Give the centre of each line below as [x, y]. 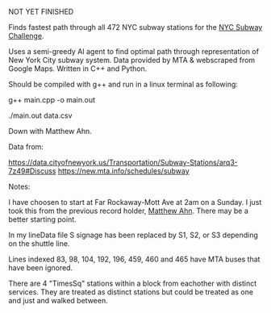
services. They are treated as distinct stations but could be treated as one [131, 292]
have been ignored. [41, 268]
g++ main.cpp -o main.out [52, 100]
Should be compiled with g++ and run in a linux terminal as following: [123, 84]
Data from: [26, 147]
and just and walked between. [58, 300]
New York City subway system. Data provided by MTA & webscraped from [132, 60]
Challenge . [26, 36]
